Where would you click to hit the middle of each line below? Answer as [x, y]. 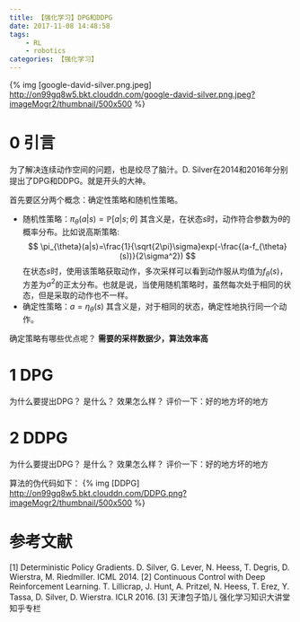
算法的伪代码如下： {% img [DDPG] [75, 483]
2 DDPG [39, 438]
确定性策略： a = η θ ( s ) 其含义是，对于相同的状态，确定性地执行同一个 [151, 308]
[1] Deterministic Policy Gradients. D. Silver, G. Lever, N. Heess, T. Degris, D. [150, 567]
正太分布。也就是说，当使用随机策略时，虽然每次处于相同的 [173, 285]
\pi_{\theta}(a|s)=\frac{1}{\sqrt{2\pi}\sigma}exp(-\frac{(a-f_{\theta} [163, 246]
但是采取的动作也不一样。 [85, 295]
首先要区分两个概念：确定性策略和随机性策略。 [96, 199]
